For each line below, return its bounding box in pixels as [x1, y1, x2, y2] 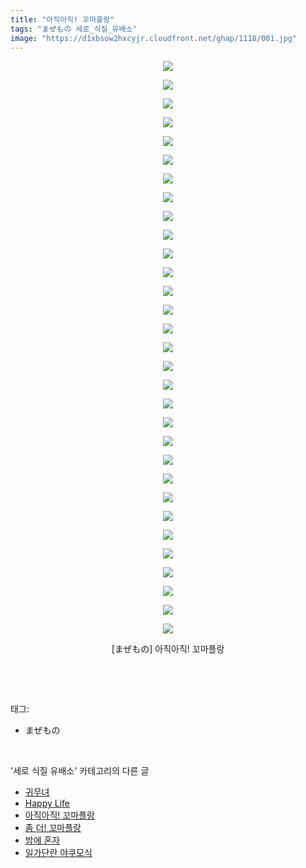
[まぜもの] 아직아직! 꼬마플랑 [111, 643, 225, 655]
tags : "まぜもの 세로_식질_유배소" [10, 24, 138, 34]
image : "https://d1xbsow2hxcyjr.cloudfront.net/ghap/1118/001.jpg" [10, 33, 298, 43]
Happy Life [24, 797, 70, 810]
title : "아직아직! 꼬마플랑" [10, 14, 115, 25]
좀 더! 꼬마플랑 [24, 822, 82, 834]
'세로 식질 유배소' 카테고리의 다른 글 [10, 765, 150, 777]
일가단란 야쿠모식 [24, 847, 93, 859]
